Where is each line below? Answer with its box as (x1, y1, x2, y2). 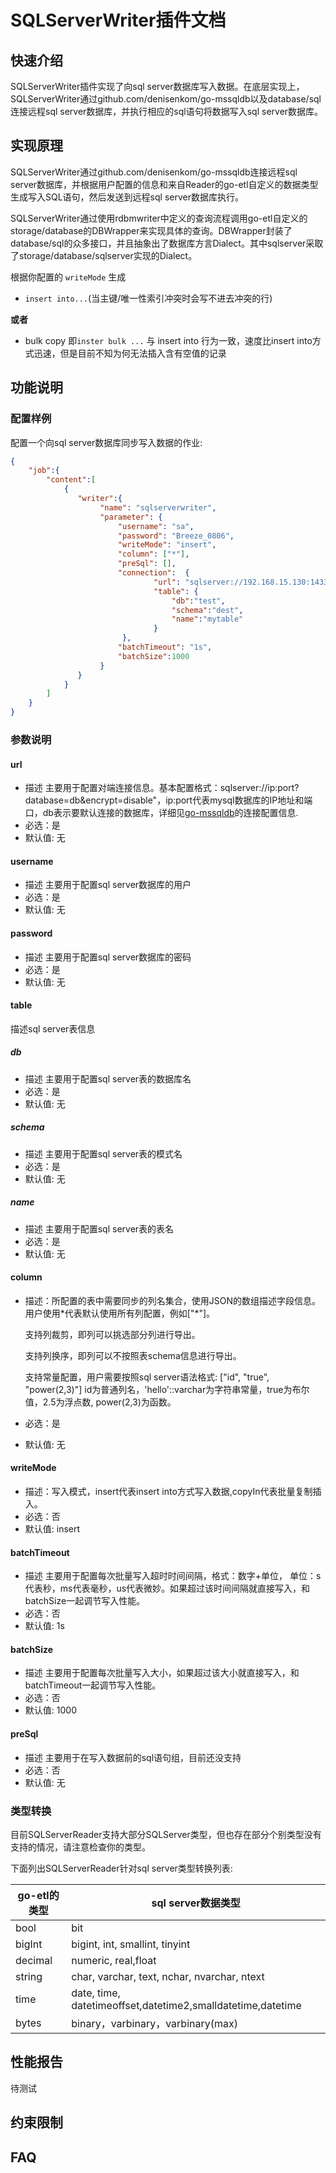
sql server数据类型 (151, 1896, 241, 1910)
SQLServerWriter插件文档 (10, 9, 227, 32)
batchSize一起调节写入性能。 (24, 1595, 146, 1607)
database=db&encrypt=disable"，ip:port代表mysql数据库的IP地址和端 (24, 794, 313, 806)
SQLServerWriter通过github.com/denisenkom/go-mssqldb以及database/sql (10, 93, 322, 105)
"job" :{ (28, 466, 60, 476)
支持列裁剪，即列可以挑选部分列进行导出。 (24, 1328, 201, 1340)
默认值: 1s (24, 1620, 65, 1632)
